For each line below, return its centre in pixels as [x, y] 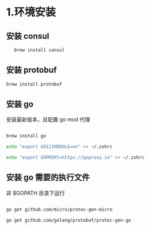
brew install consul [39, 50]
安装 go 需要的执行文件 [48, 178]
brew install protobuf [34, 84]
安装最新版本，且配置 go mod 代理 [48, 120]
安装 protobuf [32, 70]
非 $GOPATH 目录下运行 [36, 193]
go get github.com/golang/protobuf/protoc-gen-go [69, 220]
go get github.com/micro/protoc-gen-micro [59, 209]
